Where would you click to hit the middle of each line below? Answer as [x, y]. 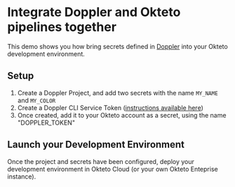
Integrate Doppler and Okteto [94, 12]
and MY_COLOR [36, 100]
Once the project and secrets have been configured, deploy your [101, 161]
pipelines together [62, 27]
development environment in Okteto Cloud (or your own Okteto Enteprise [113, 169]
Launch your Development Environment [96, 145]
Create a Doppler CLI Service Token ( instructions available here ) [110, 108]
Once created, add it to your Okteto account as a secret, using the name [122, 115]
